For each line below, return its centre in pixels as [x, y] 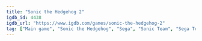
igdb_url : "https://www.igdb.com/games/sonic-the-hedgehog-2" [86, 23]
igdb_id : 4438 [24, 17]
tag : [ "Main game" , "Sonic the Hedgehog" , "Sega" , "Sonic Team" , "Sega [98, 29]
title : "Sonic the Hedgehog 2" [45, 12]
